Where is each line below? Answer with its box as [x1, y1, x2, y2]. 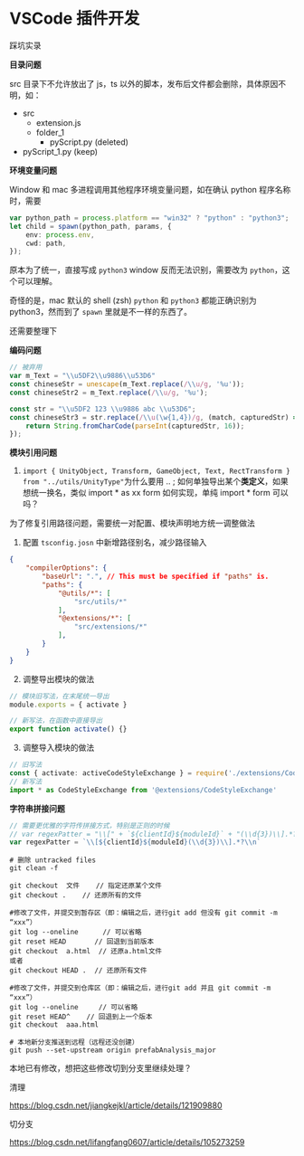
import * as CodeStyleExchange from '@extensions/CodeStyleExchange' [9, 785, 278, 794]
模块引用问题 [9, 447, 57, 458]
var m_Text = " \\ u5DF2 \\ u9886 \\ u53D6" [9, 372, 156, 381]
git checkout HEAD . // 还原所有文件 [9, 966, 147, 975]
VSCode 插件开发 [9, 8, 140, 29]
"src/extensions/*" [73, 622, 147, 631]
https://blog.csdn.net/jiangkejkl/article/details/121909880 [9, 1100, 223, 1111]
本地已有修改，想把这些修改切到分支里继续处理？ [9, 1063, 192, 1074]
